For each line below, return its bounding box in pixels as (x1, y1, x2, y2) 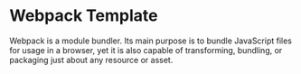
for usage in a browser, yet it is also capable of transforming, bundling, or (9, 44, 283, 55)
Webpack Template (9, 5, 158, 26)
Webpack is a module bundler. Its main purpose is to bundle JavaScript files (9, 35, 292, 46)
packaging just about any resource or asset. (9, 54, 174, 65)
